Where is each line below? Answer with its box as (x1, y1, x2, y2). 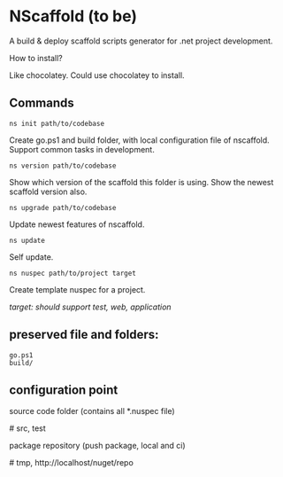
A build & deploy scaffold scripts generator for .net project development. (9, 35, 273, 46)
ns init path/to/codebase (9, 119, 104, 128)
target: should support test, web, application (9, 301, 172, 312)
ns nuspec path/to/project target (9, 269, 137, 278)
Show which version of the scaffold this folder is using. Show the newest (9, 176, 274, 187)
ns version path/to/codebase (9, 161, 117, 170)
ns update (9, 236, 46, 245)
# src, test (9, 423, 46, 434)
